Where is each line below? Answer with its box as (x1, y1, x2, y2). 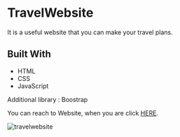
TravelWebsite (7, 5, 94, 21)
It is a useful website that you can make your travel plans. (7, 28, 173, 36)
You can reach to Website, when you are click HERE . (7, 108, 159, 117)
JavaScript (17, 82, 49, 90)
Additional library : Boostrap (7, 95, 88, 103)
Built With (7, 48, 51, 60)
